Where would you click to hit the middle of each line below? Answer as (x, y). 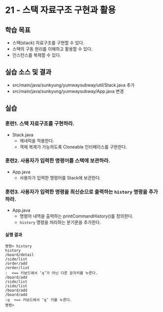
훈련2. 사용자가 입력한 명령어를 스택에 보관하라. (58, 161)
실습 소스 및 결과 (28, 72)
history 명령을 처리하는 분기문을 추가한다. (60, 223)
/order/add (16, 264)
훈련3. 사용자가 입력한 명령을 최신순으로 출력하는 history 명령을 (76, 192)
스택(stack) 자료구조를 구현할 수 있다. (48, 43)
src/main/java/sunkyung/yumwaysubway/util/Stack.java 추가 (73, 85)
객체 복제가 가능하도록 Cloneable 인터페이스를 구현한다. (73, 147)
